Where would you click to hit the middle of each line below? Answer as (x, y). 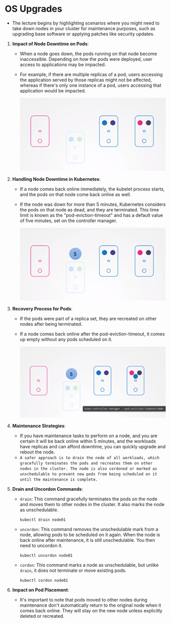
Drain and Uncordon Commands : (47, 489)
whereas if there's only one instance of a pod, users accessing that (91, 85)
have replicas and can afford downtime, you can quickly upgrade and (93, 446)
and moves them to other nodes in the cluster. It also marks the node (92, 504)
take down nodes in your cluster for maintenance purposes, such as (84, 28)
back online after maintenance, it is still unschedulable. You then (87, 540)
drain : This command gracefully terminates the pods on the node (89, 499)
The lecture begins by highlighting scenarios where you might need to (86, 23)
